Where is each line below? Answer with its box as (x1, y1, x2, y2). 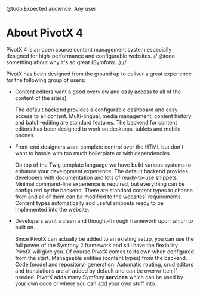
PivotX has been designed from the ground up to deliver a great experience (6, 70, 192, 77)
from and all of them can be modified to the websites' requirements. (14, 193, 183, 200)
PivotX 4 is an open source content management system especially (6, 46, 172, 53)
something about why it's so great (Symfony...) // (6, 58, 127, 65)
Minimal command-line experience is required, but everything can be (14, 180, 185, 188)
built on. (14, 223, 35, 231)
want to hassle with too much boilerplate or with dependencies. (14, 149, 171, 156)
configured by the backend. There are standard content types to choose (14, 186, 193, 194)
